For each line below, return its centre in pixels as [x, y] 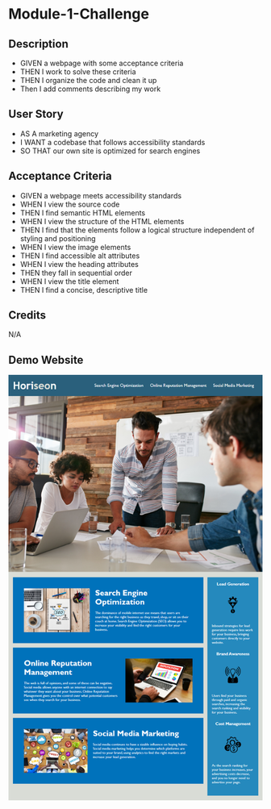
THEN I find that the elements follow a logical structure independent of [137, 230]
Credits [27, 315]
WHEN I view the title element [69, 281]
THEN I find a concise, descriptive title [83, 290]
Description [38, 44]
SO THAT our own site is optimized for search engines [110, 151]
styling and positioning [58, 238]
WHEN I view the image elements [75, 247]
